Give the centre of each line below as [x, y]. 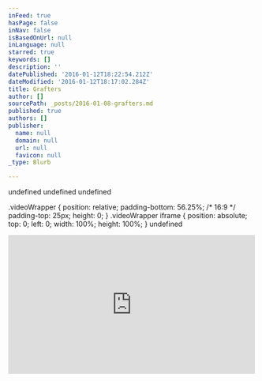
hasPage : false [33, 23]
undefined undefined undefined [60, 192]
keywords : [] [30, 60]
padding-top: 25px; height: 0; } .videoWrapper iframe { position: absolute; [128, 216]
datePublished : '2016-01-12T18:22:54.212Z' [81, 74]
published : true [35, 111]
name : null [33, 133]
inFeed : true [30, 15]
